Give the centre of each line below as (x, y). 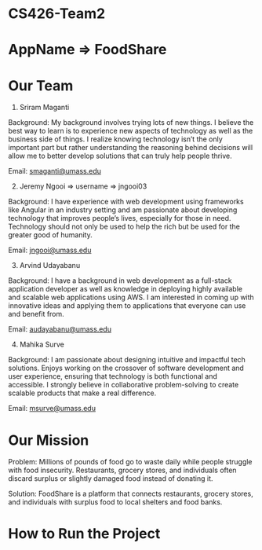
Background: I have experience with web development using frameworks (126, 202)
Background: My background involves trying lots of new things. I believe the (131, 123)
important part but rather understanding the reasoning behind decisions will (131, 148)
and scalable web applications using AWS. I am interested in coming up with (131, 297)
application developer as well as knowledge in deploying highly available (126, 289)
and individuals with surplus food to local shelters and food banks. (115, 502)
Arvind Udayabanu (50, 266)
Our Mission (49, 440)
